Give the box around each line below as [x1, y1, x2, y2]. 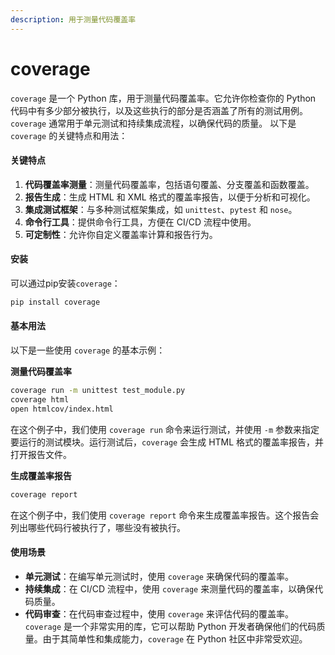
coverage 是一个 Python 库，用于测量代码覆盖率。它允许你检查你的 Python [10, 92, 317, 104]
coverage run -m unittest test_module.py [10, 386, 186, 396]
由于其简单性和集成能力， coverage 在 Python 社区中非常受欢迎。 [42, 632, 308, 645]
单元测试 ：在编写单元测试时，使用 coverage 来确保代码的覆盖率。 [24, 570, 294, 582]
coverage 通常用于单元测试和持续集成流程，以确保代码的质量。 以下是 [10, 117, 297, 129]
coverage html [10, 394, 70, 405]
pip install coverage [10, 297, 101, 307]
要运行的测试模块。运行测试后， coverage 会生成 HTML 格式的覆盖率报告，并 [10, 436, 325, 448]
